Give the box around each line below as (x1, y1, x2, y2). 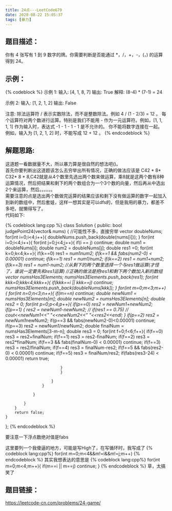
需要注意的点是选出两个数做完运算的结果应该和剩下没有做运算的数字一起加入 (5, 193, 167, 199)
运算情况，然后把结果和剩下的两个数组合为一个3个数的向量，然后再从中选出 (5, 180, 165, 186)
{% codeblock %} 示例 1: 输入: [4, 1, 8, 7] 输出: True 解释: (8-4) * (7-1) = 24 (5, 89, 163, 95)
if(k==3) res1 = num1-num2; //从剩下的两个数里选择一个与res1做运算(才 (5, 262, 155, 268)
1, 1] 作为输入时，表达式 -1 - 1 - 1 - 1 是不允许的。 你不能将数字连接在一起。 (5, 124, 163, 129)
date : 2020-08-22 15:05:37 (5, 12, 63, 17)
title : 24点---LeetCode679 (5, 7, 62, 13)
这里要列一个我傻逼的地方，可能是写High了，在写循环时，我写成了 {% (5, 445, 153, 451)
